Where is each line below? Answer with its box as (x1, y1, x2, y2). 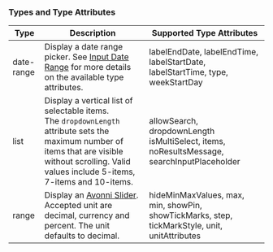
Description (69, 28, 116, 39)
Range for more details (44, 62, 132, 73)
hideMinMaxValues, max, (149, 189, 245, 201)
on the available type (44, 72, 124, 83)
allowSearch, (149, 115, 199, 127)
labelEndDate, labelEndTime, (149, 46, 258, 58)
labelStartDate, (149, 56, 206, 67)
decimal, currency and (44, 210, 130, 221)
